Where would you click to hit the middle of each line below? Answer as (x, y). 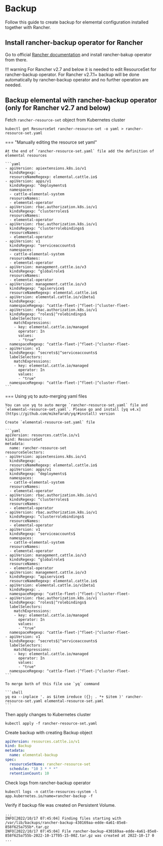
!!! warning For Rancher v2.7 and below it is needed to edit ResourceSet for (81, 69)
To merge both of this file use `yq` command (52, 684)
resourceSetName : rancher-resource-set (50, 764)
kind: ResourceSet (24, 439)
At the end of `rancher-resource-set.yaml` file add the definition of (80, 151)
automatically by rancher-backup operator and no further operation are (77, 79)
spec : (11, 760)
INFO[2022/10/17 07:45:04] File (38, 831)
